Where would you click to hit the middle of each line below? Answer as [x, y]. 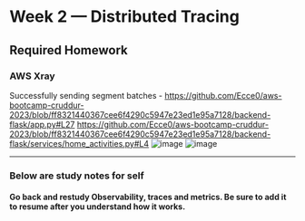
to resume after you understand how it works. [98, 207]
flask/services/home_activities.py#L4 [79, 143]
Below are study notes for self [77, 176]
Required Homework [69, 50]
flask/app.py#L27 [42, 124]
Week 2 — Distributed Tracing [125, 17]
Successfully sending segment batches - [86, 95]
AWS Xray [33, 76]
